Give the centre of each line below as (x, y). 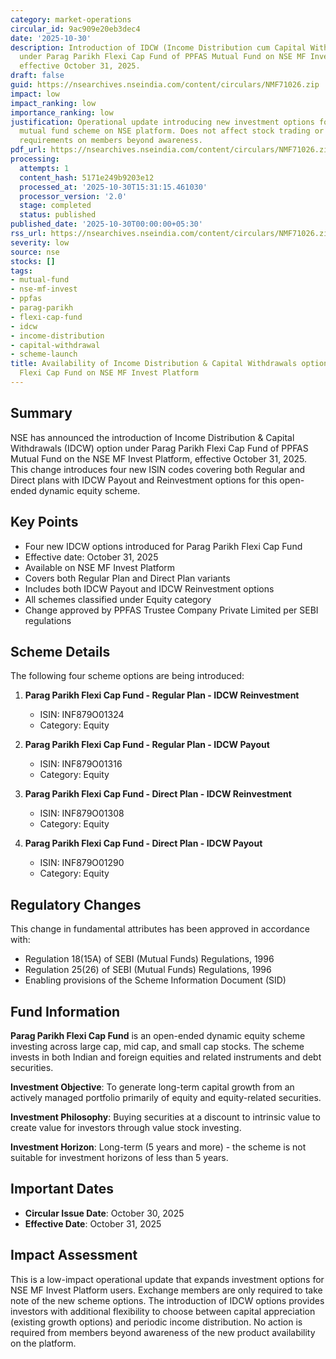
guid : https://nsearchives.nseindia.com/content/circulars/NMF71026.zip (165, 85)
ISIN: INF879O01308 (82, 813)
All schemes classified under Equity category (118, 599)
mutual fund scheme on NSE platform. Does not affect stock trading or (172, 131)
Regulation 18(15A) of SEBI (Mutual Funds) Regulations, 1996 (149, 959)
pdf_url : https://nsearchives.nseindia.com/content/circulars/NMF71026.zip (171, 150)
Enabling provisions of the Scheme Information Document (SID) (155, 980)
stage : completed (55, 206)
